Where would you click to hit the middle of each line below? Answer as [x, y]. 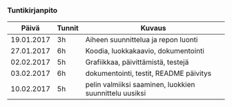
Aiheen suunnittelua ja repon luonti [142, 40]
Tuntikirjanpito [32, 10]
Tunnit [68, 28]
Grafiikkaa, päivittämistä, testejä [137, 62]
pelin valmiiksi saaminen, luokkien [140, 85]
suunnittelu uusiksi [116, 93]
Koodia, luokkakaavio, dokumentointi [145, 51]
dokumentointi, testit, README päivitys [148, 73]
